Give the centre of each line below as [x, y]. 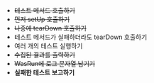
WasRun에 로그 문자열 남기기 [55, 63]
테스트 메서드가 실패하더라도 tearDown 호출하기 [81, 37]
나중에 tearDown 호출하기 [50, 28]
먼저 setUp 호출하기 [42, 19]
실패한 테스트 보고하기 [44, 72]
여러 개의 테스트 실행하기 [48, 46]
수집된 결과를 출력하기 [45, 55]
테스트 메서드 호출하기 [45, 10]
